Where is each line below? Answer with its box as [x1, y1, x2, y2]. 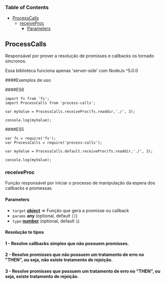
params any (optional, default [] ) [12, 213, 78, 219]
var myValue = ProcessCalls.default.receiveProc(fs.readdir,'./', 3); [5, 149, 153, 154]
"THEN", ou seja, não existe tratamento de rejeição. [5, 257, 113, 263]
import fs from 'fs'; [5, 96, 50, 101]
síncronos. [5, 58, 27, 64]
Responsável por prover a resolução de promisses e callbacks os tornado [5, 53, 154, 59]
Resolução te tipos [5, 229, 44, 235]
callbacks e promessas [5, 185, 52, 191]
